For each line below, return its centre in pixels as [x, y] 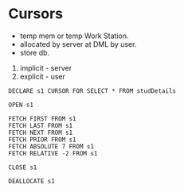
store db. [35, 52]
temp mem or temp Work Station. [74, 36]
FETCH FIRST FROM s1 [43, 119]
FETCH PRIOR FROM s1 [43, 140]
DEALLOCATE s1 [32, 181]
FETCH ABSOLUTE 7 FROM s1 [51, 146]
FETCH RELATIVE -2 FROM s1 [53, 153]
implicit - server [46, 67]
